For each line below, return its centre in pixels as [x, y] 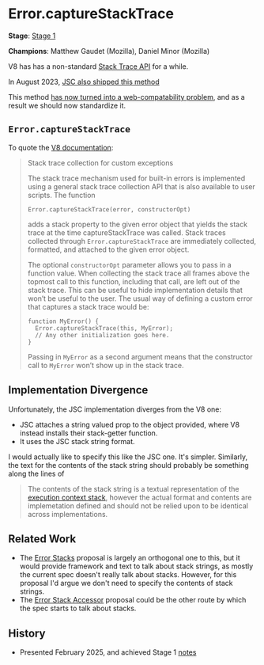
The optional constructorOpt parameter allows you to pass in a [129, 264]
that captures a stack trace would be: [88, 306]
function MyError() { [63, 321]
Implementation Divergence [78, 390]
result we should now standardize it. [67, 105]
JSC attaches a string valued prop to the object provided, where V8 [129, 424]
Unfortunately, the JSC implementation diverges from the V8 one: [115, 409]
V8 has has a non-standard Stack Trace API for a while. [98, 66]
